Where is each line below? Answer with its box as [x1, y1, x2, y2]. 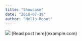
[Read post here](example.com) [11, 31, 77, 37]
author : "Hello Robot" [5, 16, 53, 21]
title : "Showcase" [5, 7, 44, 12]
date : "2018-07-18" [5, 12, 46, 17]
